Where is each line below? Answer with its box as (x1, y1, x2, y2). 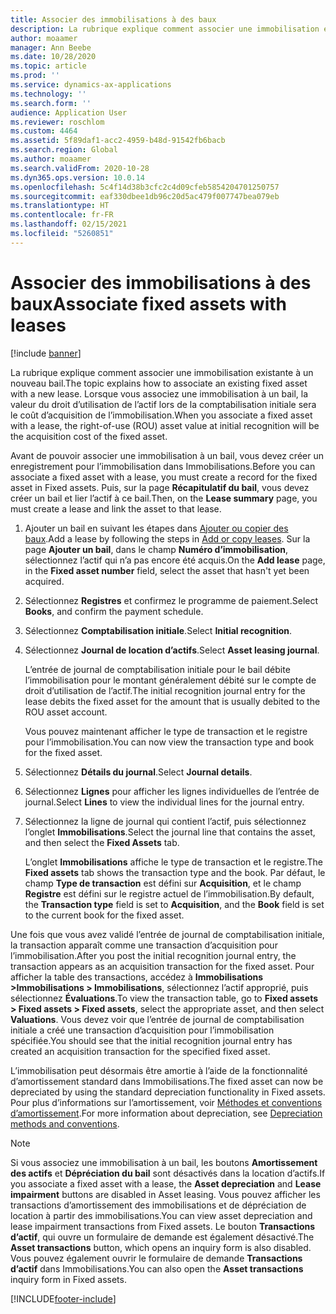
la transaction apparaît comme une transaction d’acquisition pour (10, 939, 278, 951)
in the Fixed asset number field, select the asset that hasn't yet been (24, 564, 310, 576)
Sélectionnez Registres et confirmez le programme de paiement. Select (24, 594, 319, 606)
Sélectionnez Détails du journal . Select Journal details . (24, 766, 253, 778)
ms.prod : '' (10, 71, 60, 81)
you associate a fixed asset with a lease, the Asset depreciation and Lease (10, 1177, 322, 1190)
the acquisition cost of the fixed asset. (10, 430, 168, 442)
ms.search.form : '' (10, 98, 92, 108)
